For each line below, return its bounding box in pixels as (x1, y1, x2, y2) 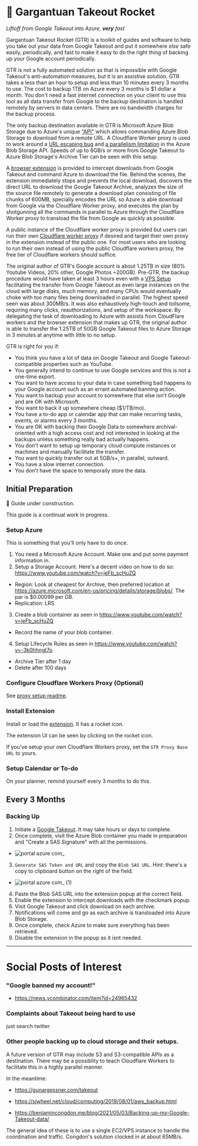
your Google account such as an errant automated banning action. (14, 386, 176, 393)
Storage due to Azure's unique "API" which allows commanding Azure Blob (6, 128, 189, 135)
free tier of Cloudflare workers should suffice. (6, 251, 117, 258)
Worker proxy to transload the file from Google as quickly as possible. (6, 215, 176, 222)
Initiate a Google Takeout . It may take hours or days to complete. (14, 825, 172, 833)
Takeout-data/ (14, 1115, 49, 1122)
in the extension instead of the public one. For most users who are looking (6, 238, 186, 245)
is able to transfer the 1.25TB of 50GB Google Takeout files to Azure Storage (6, 325, 192, 332)
